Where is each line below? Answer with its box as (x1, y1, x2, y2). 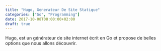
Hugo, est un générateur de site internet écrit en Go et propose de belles (5, 35, 156, 41)
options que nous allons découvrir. (5, 40, 77, 46)
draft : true (5, 21, 30, 26)
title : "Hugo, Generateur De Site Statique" (5, 7, 100, 12)
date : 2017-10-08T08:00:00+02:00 (5, 16, 75, 21)
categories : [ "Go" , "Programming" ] (5, 12, 80, 17)
